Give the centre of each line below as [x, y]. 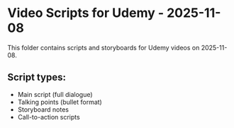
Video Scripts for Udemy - [86, 13]
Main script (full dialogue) [55, 94]
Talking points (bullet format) [60, 102]
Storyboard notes [43, 109]
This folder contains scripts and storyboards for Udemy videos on [104, 47]
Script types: [37, 77]
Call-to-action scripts [49, 117]
